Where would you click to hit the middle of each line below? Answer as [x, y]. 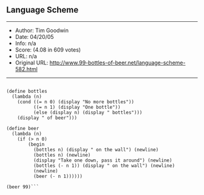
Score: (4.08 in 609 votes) [48, 50]
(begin [36, 144]
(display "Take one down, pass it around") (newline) [103, 160]
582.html [26, 69]
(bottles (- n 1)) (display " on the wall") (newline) [104, 166]
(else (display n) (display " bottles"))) [88, 112]
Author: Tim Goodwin [42, 30]
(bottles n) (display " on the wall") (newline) [96, 149]
